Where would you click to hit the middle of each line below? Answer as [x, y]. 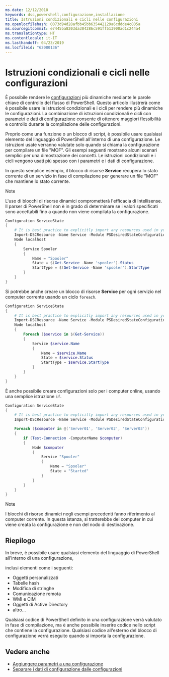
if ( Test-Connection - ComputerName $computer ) [73, 438]
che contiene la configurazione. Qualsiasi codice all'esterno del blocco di [81, 631]
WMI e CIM [24, 599]
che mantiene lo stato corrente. [38, 181]
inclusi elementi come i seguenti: [39, 568]
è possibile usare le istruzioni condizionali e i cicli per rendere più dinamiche [84, 108]
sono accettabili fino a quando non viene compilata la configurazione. [77, 211]
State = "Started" [69, 471]
